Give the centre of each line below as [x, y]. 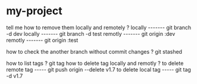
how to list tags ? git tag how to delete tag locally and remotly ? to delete [95, 63]
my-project [34, 11]
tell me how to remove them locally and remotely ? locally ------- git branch [99, 27]
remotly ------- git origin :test [42, 40]
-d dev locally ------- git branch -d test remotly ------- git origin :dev [91, 33]
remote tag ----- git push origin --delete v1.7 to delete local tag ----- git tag [99, 69]
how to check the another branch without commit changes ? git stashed [94, 51]
